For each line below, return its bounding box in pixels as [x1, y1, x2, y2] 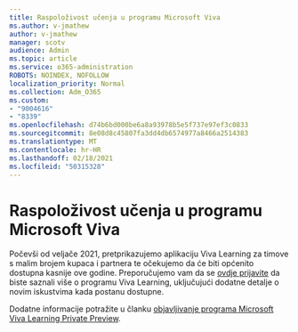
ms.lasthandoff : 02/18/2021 [9, 153, 114, 163]
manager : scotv [9, 37, 66, 47]
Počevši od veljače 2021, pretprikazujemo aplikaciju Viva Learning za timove [9, 248, 289, 259]
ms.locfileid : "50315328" [9, 162, 105, 171]
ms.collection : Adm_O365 [9, 87, 101, 96]
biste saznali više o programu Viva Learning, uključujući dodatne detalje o [9, 277, 279, 287]
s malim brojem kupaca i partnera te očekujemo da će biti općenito [9, 258, 254, 269]
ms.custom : [9, 95, 50, 105]
